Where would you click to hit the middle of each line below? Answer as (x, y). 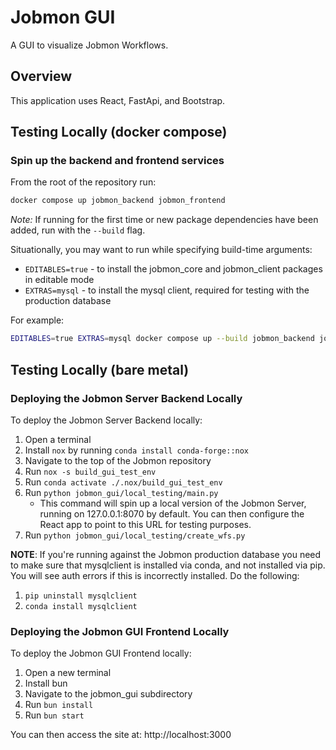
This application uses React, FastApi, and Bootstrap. (118, 100)
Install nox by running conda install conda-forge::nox (137, 450)
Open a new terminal (68, 673)
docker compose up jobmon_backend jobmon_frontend (118, 201)
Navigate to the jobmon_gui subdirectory (108, 694)
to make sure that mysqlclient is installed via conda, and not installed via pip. (168, 565)
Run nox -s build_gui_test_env (90, 471)
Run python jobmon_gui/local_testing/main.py (121, 492)
